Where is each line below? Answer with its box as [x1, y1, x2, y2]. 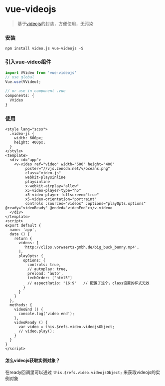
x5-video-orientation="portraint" [25, 196, 97, 202]
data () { [9, 231, 30, 237]
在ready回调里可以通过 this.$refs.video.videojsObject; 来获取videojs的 [5, 370, 156, 376]
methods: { [9, 302, 32, 308]
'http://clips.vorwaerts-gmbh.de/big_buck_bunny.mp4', [23, 245, 140, 250]
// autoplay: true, [27, 266, 68, 272]
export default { [5, 223, 41, 228]
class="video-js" [25, 170, 61, 175]
